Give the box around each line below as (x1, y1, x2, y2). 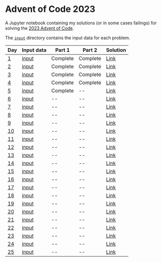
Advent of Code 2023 (5, 3, 95, 15)
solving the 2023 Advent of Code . (5, 25, 74, 31)
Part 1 (55, 46, 70, 53)
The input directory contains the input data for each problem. (5, 35, 130, 41)
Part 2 (82, 46, 97, 53)
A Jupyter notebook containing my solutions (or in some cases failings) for (5, 20, 157, 26)
